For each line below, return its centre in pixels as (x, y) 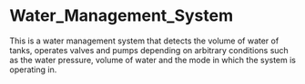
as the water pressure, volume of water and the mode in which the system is (153, 60)
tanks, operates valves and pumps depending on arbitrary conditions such (149, 50)
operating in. (33, 70)
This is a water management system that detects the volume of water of (144, 41)
